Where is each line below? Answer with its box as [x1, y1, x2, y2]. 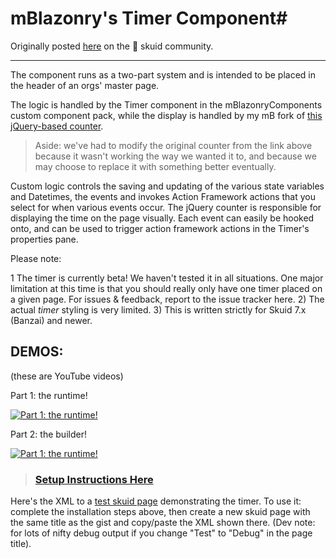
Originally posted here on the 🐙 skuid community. [10, 40, 214, 52]
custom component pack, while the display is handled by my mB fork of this [10, 109, 323, 121]
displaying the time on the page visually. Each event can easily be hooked [10, 212, 315, 224]
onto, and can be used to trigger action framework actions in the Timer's [10, 222, 310, 234]
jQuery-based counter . [10, 120, 104, 132]
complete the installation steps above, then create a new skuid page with [10, 506, 311, 518]
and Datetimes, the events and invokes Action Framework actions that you [10, 190, 316, 202]
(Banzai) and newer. [10, 314, 93, 326]
